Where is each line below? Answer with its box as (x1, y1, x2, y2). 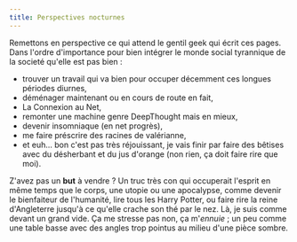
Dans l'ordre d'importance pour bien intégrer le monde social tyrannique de (9, 46, 286, 58)
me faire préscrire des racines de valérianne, (21, 129, 187, 140)
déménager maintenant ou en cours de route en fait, (21, 92, 213, 103)
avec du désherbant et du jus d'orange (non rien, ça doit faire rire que (21, 148, 278, 160)
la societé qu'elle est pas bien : (9, 56, 123, 66)
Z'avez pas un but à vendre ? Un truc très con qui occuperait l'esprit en (9, 175, 271, 186)
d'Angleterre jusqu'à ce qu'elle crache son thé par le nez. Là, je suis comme (9, 203, 287, 214)
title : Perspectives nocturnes (9, 12, 125, 22)
